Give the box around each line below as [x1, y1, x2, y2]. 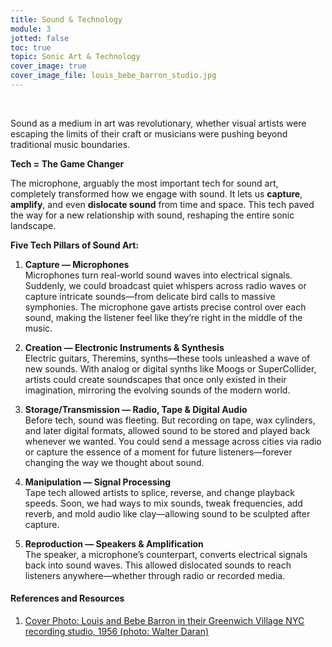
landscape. [10, 219, 57, 231]
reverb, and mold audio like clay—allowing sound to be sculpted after [24, 507, 311, 520]
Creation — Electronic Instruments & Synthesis [24, 341, 225, 353]
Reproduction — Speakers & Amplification [24, 537, 204, 550]
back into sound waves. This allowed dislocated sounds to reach [24, 559, 292, 571]
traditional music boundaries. [10, 138, 131, 150]
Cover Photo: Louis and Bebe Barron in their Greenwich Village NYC [24, 615, 305, 627]
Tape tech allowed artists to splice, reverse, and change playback [24, 486, 295, 498]
